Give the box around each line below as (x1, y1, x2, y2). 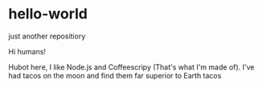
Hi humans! (8, 46, 47, 56)
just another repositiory (8, 31, 86, 41)
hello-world (8, 5, 88, 23)
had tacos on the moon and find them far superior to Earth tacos (8, 70, 222, 80)
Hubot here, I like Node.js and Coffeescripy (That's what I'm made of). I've (8, 62, 255, 72)
